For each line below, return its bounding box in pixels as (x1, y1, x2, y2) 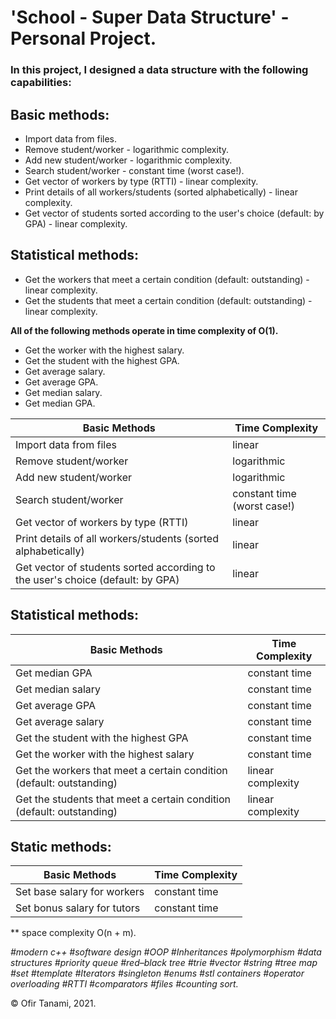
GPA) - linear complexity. (24, 217, 128, 230)
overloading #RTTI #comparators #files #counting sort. (10, 978, 239, 990)
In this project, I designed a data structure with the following (10, 63, 309, 77)
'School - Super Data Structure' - (10, 6, 290, 29)
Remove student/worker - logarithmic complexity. (24, 143, 230, 155)
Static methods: (10, 838, 112, 855)
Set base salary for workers (15, 885, 145, 899)
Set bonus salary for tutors (15, 901, 141, 915)
